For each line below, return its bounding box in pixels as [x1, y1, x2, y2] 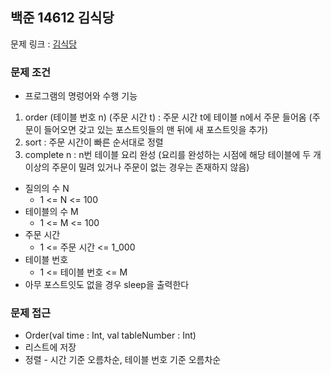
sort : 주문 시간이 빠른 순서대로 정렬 [24, 136, 164, 148]
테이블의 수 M [24, 206, 79, 218]
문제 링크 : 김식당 [10, 38, 78, 50]
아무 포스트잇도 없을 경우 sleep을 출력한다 [24, 279, 190, 291]
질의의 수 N [24, 183, 70, 195]
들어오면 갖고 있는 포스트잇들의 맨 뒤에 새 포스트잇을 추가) [43, 124, 269, 136]
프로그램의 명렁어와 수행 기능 [24, 90, 138, 102]
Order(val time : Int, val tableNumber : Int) [24, 329, 197, 342]
